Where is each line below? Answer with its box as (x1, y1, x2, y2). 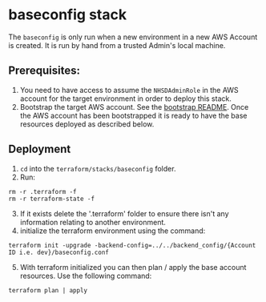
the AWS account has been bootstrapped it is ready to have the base (19, 111, 248, 120)
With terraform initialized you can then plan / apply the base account (19, 262, 247, 272)
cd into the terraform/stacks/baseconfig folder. (19, 163, 176, 173)
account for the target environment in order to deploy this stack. (19, 94, 232, 103)
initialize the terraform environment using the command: (19, 226, 206, 236)
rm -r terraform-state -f (8, 195, 95, 203)
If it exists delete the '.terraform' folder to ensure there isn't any (19, 208, 230, 218)
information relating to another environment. (19, 217, 167, 227)
